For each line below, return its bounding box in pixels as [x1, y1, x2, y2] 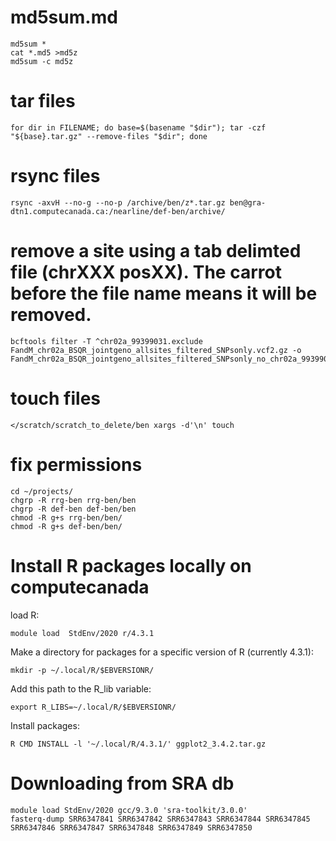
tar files [10, 90, 76, 113]
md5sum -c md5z [10, 56, 74, 66]
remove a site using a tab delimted [10, 240, 302, 262]
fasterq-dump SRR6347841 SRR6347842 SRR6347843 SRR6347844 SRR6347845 [10, 814, 311, 824]
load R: [10, 609, 40, 621]
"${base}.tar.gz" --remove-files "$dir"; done [10, 131, 208, 141]
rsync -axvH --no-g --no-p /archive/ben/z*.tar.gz [10, 197, 226, 208]
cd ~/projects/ [10, 486, 74, 496]
